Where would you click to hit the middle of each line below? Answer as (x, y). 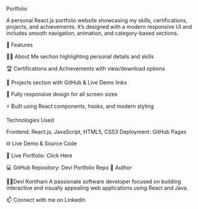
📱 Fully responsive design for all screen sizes (62, 94)
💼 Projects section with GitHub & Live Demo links (67, 83)
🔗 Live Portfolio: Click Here (39, 155)
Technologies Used (30, 120)
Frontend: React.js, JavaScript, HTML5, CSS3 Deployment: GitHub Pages (97, 132)
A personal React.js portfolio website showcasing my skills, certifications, (97, 20)
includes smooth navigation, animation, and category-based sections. (92, 33)
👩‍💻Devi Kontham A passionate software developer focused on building (94, 181)
